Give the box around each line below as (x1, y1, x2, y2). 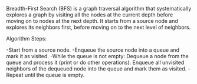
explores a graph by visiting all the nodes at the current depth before (6, 11, 173, 18)
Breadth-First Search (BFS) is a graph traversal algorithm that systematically (6, 5, 192, 12)
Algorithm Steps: (6, 35, 47, 42)
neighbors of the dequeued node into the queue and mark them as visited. (6, 65, 187, 72)
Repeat (6, 72, 24, 78)
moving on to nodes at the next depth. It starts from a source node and (6, 18, 179, 24)
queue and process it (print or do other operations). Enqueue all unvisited (6, 59, 185, 66)
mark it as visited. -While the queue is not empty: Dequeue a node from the (6, 53, 189, 59)
